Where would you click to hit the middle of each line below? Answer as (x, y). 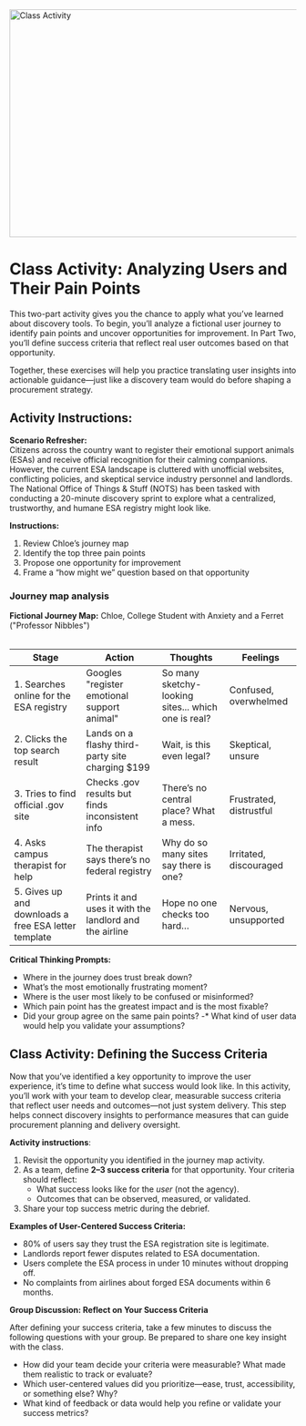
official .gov (39, 805)
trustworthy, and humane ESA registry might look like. (110, 508)
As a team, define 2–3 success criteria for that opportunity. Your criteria (158, 1169)
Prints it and (112, 898)
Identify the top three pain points (84, 553)
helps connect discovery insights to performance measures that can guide (149, 1114)
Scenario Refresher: (48, 440)
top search (37, 751)
